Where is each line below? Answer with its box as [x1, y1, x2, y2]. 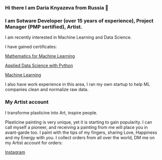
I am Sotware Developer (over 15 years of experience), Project [5, 17, 154, 24]
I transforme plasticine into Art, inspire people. [5, 110, 98, 115]
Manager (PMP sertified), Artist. [5, 23, 82, 30]
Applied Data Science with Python [5, 63, 73, 68]
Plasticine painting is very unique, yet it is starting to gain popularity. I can [5, 119, 152, 125]
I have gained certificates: [5, 44, 57, 50]
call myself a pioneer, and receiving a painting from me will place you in [5, 124, 148, 130]
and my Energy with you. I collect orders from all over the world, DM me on [5, 134, 155, 140]
